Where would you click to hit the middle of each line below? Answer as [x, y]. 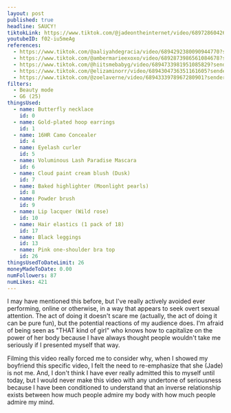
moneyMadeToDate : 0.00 [40, 269]
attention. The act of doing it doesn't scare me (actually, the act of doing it [112, 316]
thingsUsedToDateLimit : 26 [46, 263]
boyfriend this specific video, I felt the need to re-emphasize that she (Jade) [115, 366]
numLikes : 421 [27, 282]
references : [24, 45]
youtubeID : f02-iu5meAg [41, 39]
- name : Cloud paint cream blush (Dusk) [72, 173]
